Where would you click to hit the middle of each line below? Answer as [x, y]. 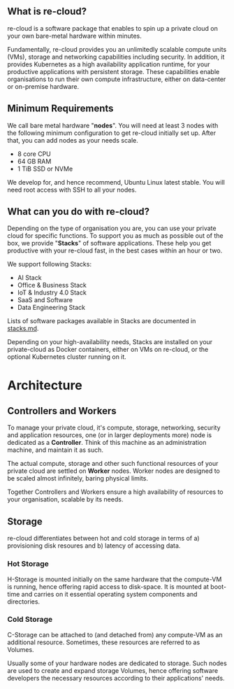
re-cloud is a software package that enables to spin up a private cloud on [112, 28]
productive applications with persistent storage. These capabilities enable [114, 71]
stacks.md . [23, 329]
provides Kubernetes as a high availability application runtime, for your [109, 64]
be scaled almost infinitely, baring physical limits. [78, 478]
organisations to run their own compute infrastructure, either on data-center [117, 79]
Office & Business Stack [52, 285]
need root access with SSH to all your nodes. [72, 190]
